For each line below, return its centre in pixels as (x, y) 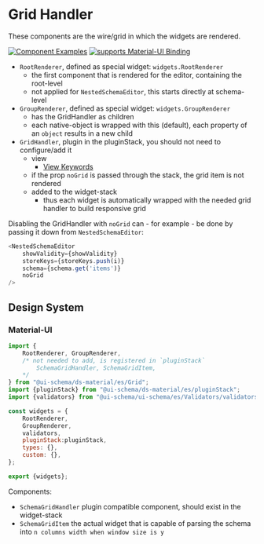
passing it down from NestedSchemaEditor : (76, 232)
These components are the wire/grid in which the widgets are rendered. (125, 36)
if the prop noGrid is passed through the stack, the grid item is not (138, 175)
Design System (46, 307)
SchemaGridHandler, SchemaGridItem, (96, 368)
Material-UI (30, 330)
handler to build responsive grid (95, 208)
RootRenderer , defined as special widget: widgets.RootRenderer (121, 66)
